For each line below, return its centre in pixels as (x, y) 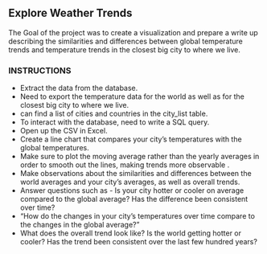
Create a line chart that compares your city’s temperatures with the (131, 139)
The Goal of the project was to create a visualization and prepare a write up (133, 32)
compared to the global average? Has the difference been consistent (134, 199)
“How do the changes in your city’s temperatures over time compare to (138, 216)
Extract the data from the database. (79, 88)
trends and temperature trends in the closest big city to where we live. (125, 49)
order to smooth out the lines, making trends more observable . (125, 165)
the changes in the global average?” (80, 225)
